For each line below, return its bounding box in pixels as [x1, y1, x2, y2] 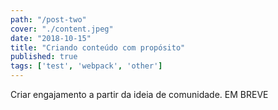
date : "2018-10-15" [10, 33, 92, 43]
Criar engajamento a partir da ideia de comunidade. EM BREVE [10, 89, 269, 100]
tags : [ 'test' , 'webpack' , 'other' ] [10, 61, 163, 71]
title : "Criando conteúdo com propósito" [10, 42, 186, 53]
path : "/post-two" [10, 14, 87, 25]
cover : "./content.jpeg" [10, 24, 114, 34]
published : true [10, 52, 78, 62]
